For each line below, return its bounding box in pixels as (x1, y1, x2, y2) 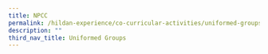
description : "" (8, 26, 62, 34)
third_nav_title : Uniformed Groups (8, 33, 127, 42)
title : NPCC (8, 11, 48, 20)
